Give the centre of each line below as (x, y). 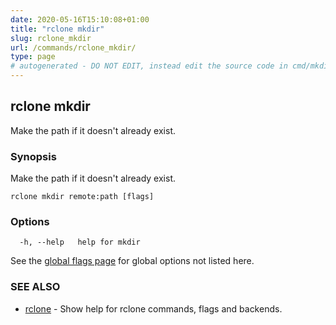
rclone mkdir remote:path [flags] (82, 197)
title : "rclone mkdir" (57, 29)
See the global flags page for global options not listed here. (132, 261)
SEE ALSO (35, 287)
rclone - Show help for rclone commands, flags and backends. (153, 308)
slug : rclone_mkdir (51, 38)
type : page (33, 57)
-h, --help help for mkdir (80, 242)
